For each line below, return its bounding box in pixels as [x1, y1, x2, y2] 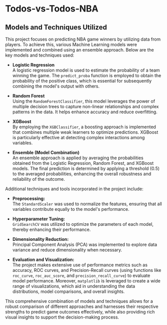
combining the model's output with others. [12, 83, 100, 89]
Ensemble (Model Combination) [12, 150, 80, 155]
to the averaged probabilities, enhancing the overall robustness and [12, 171, 151, 177]
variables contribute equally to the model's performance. [12, 206, 130, 212]
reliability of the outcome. [12, 176, 65, 182]
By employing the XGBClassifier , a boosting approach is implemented [12, 124, 156, 130]
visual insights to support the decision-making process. [5, 314, 120, 320]
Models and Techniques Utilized [5, 23, 107, 32]
